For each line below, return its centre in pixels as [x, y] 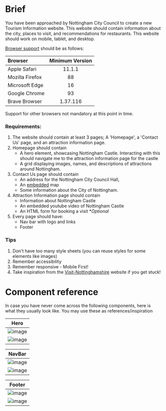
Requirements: [23, 126]
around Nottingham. [40, 169]
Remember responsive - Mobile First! [50, 266]
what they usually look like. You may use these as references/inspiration [79, 311]
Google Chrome [26, 93]
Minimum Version [71, 61]
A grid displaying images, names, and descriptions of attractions [86, 164]
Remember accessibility [37, 261]
